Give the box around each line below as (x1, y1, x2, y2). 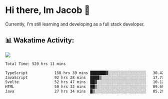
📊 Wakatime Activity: (5, 36, 74, 44)
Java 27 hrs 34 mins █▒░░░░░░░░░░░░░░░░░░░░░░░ (5, 89, 146, 94)
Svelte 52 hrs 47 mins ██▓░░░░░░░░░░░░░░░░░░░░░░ (5, 79, 146, 84)
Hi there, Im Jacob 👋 (5, 4, 90, 16)
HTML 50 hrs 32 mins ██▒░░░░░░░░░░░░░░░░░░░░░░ (5, 84, 146, 89)
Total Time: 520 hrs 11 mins (5, 61, 66, 66)
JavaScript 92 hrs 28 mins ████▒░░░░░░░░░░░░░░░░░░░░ (5, 75, 146, 80)
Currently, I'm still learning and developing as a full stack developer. (5, 21, 145, 27)
